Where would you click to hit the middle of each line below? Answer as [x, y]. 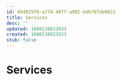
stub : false [21, 40]
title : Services [27, 18]
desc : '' [17, 23]
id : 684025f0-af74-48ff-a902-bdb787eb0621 [61, 12]
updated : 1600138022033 [37, 29]
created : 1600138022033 [37, 35]
